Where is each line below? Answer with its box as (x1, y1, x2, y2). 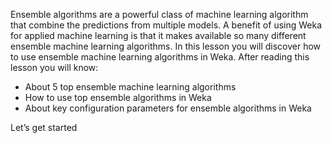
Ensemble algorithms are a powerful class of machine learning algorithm (10, 9, 309, 20)
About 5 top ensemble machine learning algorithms (24, 81, 237, 93)
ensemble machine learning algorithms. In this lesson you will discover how (10, 40, 322, 52)
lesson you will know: (10, 62, 99, 73)
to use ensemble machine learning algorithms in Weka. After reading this (10, 51, 310, 63)
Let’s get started (10, 122, 78, 133)
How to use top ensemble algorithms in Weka (24, 92, 212, 103)
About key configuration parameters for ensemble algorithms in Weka (24, 102, 312, 114)
